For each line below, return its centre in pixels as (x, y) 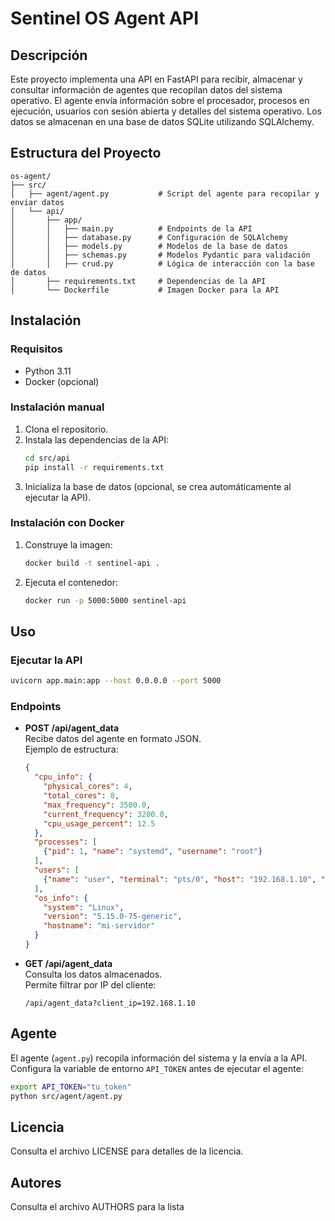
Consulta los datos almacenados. (93, 974)
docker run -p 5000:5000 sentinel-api (105, 600)
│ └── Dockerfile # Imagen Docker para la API (145, 290)
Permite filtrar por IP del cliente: (90, 984)
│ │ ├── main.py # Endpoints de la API (131, 228)
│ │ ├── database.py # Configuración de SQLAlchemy (149, 237)
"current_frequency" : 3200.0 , (106, 814)
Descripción (49, 55)
